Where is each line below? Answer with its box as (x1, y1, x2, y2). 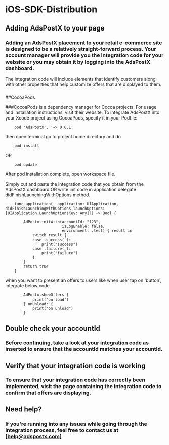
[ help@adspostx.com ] (5, 433, 62, 440)
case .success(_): (32, 237, 71, 242)
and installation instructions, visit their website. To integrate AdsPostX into (5, 109, 160, 115)
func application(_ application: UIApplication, (14, 201, 119, 206)
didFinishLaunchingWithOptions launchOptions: (5, 206, 105, 211)
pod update (14, 162, 37, 167)
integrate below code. (5, 282, 51, 288)
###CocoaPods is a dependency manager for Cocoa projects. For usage (5, 104, 157, 110)
